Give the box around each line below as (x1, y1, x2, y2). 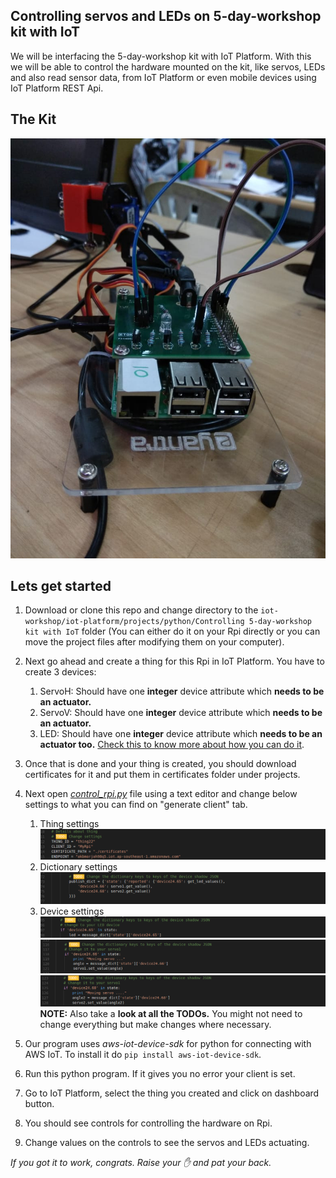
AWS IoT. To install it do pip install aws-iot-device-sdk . (24, 1048, 262, 1060)
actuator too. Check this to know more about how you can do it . (39, 739, 305, 751)
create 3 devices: (24, 666, 97, 678)
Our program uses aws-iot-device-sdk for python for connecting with (24, 1037, 312, 1049)
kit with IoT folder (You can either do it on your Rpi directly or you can (24, 625, 321, 638)
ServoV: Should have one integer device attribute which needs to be (39, 707, 323, 719)
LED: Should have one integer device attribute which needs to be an (39, 728, 323, 740)
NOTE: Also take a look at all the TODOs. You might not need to (39, 1007, 303, 1019)
